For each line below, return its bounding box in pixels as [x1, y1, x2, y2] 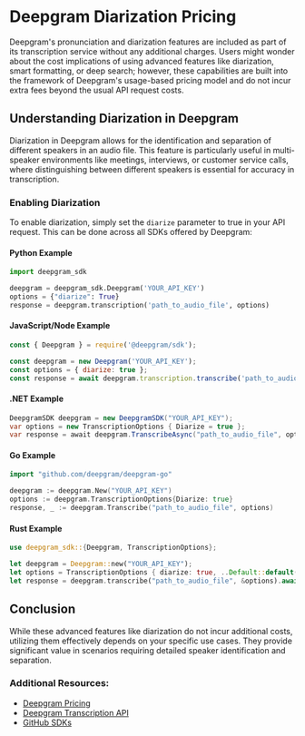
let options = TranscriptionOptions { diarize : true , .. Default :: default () [9, 567, 302, 577]
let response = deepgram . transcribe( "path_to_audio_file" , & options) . [9, 576, 282, 585]
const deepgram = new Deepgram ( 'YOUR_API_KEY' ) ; [9, 357, 197, 366]
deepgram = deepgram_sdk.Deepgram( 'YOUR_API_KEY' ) [9, 284, 205, 293]
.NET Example [9, 393, 64, 405]
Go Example [9, 449, 56, 460]
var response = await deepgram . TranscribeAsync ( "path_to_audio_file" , [9, 430, 282, 439]
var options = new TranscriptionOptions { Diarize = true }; [9, 422, 246, 431]
